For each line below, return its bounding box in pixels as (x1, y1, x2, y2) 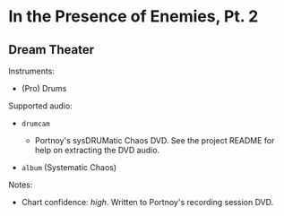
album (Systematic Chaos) (21, 162, 117, 172)
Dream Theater (8, 42, 95, 57)
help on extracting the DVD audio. (34, 145, 160, 155)
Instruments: (8, 65, 56, 76)
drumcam (21, 119, 50, 128)
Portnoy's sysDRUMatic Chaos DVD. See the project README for (34, 135, 275, 145)
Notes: (8, 179, 33, 190)
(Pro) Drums (21, 83, 67, 93)
